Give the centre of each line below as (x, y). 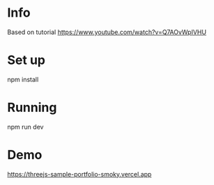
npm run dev (25, 127)
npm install (23, 79)
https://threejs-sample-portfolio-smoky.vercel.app (79, 174)
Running (32, 107)
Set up (26, 60)
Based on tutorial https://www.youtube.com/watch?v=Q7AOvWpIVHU (107, 32)
